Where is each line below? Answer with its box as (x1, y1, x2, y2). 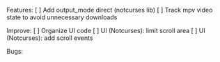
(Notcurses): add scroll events (6, 34, 93, 42)
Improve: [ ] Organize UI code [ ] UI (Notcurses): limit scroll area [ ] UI (6, 27, 206, 34)
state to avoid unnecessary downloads (6, 13, 118, 21)
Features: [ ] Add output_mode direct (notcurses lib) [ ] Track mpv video (6, 6, 213, 14)
